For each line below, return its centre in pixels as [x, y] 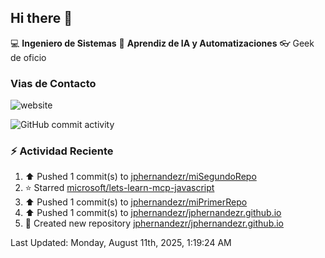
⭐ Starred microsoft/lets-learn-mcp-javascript [119, 188]
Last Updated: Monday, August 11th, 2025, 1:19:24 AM [121, 243]
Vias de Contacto [53, 83]
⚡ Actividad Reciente [62, 151]
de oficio [28, 57]
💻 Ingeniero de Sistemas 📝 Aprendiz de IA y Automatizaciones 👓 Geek [162, 43]
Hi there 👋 [41, 18]
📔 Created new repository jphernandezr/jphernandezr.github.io [154, 223]
